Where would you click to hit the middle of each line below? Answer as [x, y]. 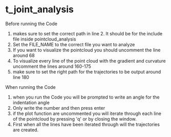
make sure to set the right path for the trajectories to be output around [87, 72]
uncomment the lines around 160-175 [52, 66]
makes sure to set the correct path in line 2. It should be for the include [88, 33]
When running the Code [31, 87]
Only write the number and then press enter [59, 108]
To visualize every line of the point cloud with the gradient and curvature [89, 61]
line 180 [21, 77]
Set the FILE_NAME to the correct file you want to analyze [74, 44]
